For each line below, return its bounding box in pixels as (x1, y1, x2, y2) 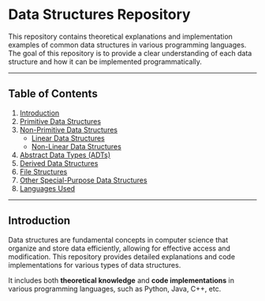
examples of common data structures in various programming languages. (8, 40, 247, 49)
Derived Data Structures (19, 158, 99, 167)
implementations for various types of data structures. (8, 260, 181, 269)
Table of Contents (8, 87, 99, 100)
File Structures (19, 167, 68, 176)
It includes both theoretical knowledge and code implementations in (8, 275, 235, 285)
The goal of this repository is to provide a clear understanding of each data (8, 48, 252, 58)
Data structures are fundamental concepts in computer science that (8, 235, 229, 244)
